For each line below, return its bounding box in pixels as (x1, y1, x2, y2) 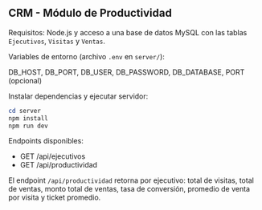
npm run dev (8, 122, 48, 130)
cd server (8, 107, 42, 115)
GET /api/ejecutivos (19, 151, 86, 161)
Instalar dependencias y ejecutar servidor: (8, 91, 149, 101)
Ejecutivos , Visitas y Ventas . (8, 36, 106, 46)
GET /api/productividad (19, 160, 98, 170)
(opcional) (8, 75, 43, 85)
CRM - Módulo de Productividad (8, 6, 173, 20)
